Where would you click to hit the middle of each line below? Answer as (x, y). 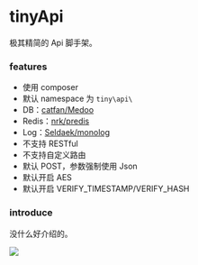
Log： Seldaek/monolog (66, 132)
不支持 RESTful (50, 144)
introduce (31, 213)
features (28, 67)
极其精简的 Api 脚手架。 (53, 42)
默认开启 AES (47, 178)
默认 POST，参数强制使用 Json (80, 166)
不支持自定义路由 (54, 155)
